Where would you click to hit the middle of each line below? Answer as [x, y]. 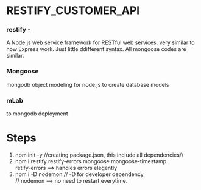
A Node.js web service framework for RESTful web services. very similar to [100, 42]
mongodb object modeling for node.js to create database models [88, 84]
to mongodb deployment [37, 114]
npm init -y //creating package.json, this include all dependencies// [99, 155]
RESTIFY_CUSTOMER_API [73, 11]
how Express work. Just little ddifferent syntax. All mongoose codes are [97, 49]
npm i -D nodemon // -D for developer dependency [79, 174]
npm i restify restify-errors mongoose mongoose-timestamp [91, 161]
